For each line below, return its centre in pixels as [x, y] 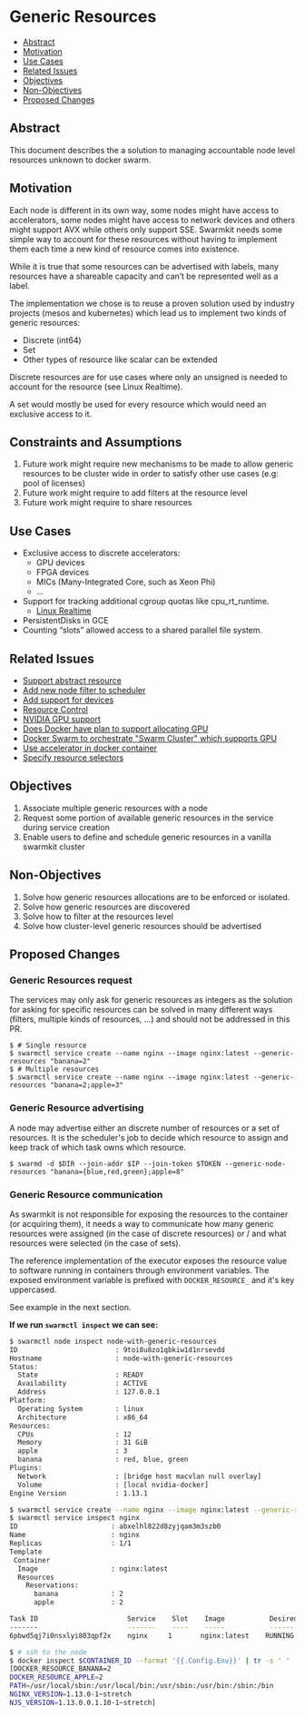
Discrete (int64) [52, 340]
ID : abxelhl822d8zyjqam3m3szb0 [115, 1526]
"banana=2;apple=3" [87, 1085]
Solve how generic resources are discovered [106, 907]
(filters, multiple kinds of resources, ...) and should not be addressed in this [150, 1019]
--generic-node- [255, 1163]
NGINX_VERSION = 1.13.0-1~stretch [70, 1694]
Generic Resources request [71, 980]
